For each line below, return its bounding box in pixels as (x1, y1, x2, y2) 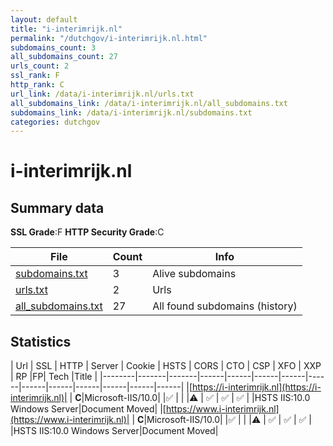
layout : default (10, 14, 78, 25)
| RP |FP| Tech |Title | (10, 371, 98, 383)
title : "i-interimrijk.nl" (10, 24, 123, 34)
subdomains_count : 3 (10, 42, 97, 53)
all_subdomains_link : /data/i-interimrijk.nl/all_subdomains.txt (10, 98, 288, 108)
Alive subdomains (152, 267, 237, 281)
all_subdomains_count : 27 (10, 52, 118, 62)
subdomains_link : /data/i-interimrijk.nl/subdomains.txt (10, 107, 253, 118)
